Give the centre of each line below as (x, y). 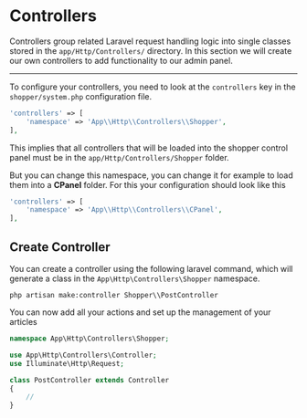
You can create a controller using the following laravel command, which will (151, 269)
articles (24, 322)
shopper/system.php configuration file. (81, 96)
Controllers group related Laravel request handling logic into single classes (150, 41)
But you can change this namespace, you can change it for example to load (152, 175)
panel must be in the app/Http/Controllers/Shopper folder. (120, 157)
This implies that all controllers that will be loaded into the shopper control (149, 148)
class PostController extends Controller (90, 380)
